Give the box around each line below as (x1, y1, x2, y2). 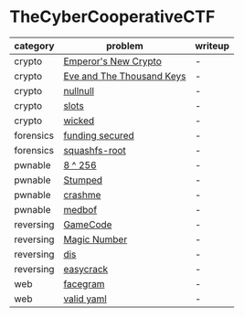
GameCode (63, 217, 112, 230)
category (14, 39, 55, 52)
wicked (63, 114, 95, 127)
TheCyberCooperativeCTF (9, 6, 216, 27)
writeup (195, 39, 230, 52)
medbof (63, 203, 98, 216)
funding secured (63, 129, 134, 142)
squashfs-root (63, 143, 126, 156)
